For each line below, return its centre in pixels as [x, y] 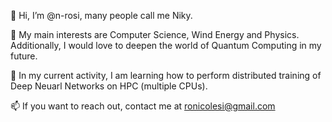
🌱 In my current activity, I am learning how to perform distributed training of [166, 75]
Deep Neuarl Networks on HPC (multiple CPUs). [109, 86]
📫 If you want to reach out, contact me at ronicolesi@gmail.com [143, 106]
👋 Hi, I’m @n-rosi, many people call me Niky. [101, 15]
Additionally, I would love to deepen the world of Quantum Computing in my [166, 45]
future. [24, 56]
